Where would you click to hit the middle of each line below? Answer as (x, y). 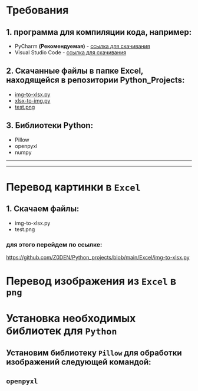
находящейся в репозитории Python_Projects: (95, 80)
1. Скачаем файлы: (43, 209)
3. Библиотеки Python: (49, 125)
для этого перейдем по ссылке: (54, 244)
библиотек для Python (62, 331)
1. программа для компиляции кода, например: (99, 32)
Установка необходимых (71, 318)
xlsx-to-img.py (32, 100)
